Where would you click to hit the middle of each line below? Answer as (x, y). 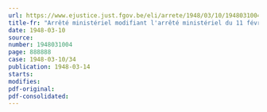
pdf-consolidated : (39, 96)
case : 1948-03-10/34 (43, 60)
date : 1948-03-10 (37, 30)
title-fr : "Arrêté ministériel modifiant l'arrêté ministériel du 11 (126, 23)
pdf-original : (32, 89)
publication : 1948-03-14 (49, 67)
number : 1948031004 (41, 45)
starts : (21, 74)
